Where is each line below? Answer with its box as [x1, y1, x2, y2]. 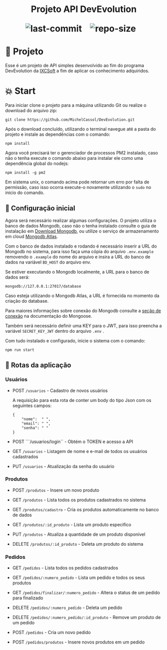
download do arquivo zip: [5, 108, 57, 114]
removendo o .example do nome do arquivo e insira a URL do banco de [5, 254, 151, 260]
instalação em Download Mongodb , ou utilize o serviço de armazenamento [5, 228, 159, 234]
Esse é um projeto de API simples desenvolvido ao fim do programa [5, 63, 145, 69]
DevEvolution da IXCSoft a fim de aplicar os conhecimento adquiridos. [5, 68, 150, 74]
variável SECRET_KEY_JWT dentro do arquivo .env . [5, 328, 104, 334]
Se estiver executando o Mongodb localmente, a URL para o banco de [5, 269, 150, 275]
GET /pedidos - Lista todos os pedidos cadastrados [12, 565, 119, 571]
